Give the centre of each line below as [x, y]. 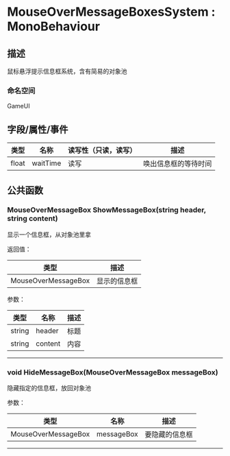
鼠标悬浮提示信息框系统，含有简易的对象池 [67, 71]
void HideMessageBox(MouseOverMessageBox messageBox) [113, 372]
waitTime [47, 163]
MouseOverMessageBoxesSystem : [111, 12]
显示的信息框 [117, 280]
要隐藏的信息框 [169, 435]
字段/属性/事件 [38, 129]
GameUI [18, 106]
